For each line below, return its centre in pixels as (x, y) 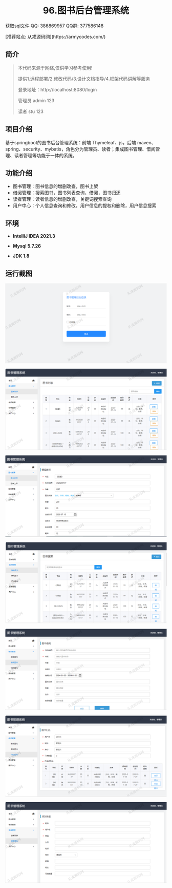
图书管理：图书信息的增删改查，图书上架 (55, 186)
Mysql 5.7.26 (27, 246)
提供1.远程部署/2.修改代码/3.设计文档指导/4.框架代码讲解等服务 (84, 79)
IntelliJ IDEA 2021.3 (34, 236)
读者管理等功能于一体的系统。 (46, 155)
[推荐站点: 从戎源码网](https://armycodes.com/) (56, 36)
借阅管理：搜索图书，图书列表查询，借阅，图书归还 (67, 193)
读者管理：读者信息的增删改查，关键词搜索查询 (62, 199)
